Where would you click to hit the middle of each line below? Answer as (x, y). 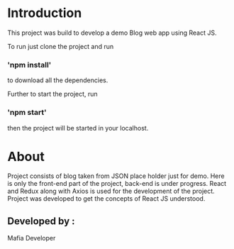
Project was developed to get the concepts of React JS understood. (106, 199)
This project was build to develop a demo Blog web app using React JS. (112, 33)
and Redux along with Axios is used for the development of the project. (111, 191)
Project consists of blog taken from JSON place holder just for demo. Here (116, 176)
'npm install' (29, 65)
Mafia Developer (32, 238)
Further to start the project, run (52, 94)
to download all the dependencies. (58, 80)
